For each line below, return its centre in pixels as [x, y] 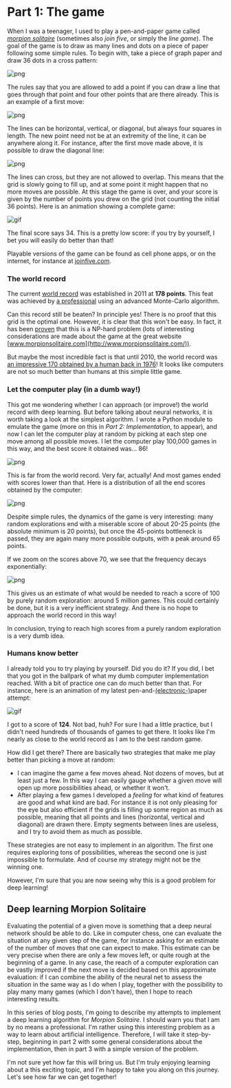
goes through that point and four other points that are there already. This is [113, 94]
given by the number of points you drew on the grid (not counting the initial [113, 199]
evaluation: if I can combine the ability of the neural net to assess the [105, 977]
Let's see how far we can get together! [62, 1077]
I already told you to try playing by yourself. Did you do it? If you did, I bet [111, 668]
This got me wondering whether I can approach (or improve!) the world [108, 404]
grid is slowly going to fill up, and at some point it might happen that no [108, 184]
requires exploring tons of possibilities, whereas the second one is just [107, 852]
